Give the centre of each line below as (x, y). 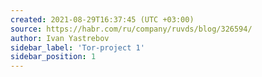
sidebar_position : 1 (53, 57)
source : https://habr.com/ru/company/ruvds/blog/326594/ (131, 29)
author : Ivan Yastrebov (60, 38)
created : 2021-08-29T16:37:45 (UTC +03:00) (102, 19)
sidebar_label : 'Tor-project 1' (77, 47)
